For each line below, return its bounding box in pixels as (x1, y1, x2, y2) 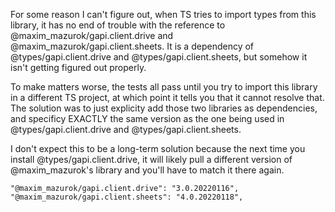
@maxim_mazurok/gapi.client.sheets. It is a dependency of (10, 40, 255, 52)
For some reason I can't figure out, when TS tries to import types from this (10, 9, 317, 20)
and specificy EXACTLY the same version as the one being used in (10, 113, 285, 124)
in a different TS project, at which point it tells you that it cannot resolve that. (10, 92, 325, 103)
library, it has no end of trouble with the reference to (10, 19, 226, 31)
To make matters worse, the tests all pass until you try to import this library (10, 81, 318, 93)
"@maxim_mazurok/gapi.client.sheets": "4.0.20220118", (10, 192, 244, 202)
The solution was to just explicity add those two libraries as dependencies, (10, 102, 318, 114)
